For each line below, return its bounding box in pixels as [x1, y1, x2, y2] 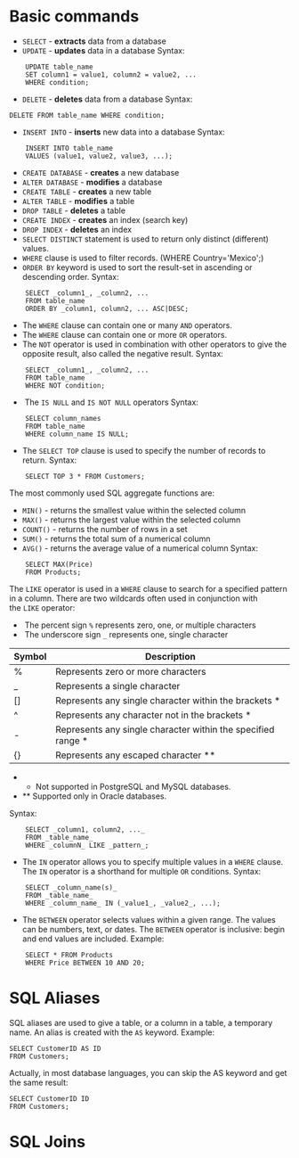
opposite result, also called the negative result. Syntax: [21, 348, 224, 358]
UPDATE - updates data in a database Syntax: [21, 45, 185, 55]
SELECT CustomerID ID [9, 1094, 90, 1103]
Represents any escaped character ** [54, 749, 216, 761]
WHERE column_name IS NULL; [25, 430, 129, 439]
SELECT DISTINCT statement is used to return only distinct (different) [21, 234, 270, 244]
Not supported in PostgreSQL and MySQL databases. [35, 781, 231, 792]
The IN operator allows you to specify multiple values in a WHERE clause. [21, 856, 284, 866]
